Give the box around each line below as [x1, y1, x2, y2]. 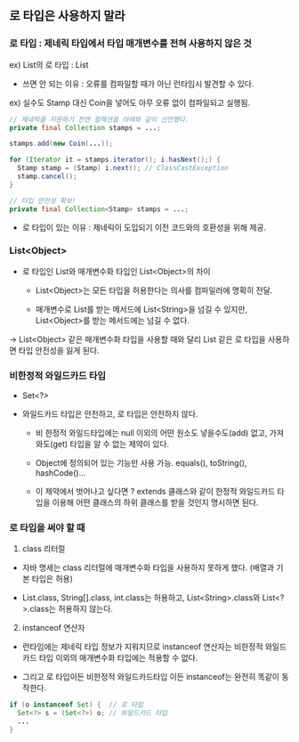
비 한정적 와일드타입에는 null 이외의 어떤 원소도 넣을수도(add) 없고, [35, 428, 268, 438]
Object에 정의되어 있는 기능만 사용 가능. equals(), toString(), [35, 458, 247, 469]
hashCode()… [35, 468, 86, 478]
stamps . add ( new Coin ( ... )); [9, 139, 114, 149]
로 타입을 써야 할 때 [9, 522, 85, 534]
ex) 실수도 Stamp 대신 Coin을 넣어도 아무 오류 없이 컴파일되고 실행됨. [9, 97, 251, 108]
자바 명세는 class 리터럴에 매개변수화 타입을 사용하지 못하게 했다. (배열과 [21, 562, 274, 573]
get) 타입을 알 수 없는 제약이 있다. [53, 439, 170, 450]
